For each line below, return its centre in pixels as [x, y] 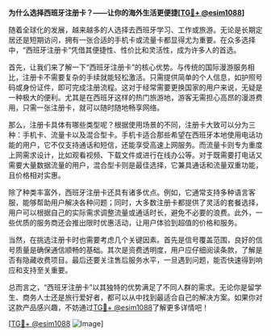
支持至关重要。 [47, 270]
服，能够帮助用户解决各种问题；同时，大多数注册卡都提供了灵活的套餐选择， [135, 202]
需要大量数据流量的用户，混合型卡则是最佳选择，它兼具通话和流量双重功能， [135, 165]
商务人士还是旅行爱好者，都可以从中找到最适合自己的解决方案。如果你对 [142, 297]
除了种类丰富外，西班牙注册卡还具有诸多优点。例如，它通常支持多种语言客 [132, 192]
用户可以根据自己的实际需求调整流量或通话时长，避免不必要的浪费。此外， [132, 212]
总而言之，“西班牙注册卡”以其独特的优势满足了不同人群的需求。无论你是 [128, 287]
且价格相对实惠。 [37, 175]
